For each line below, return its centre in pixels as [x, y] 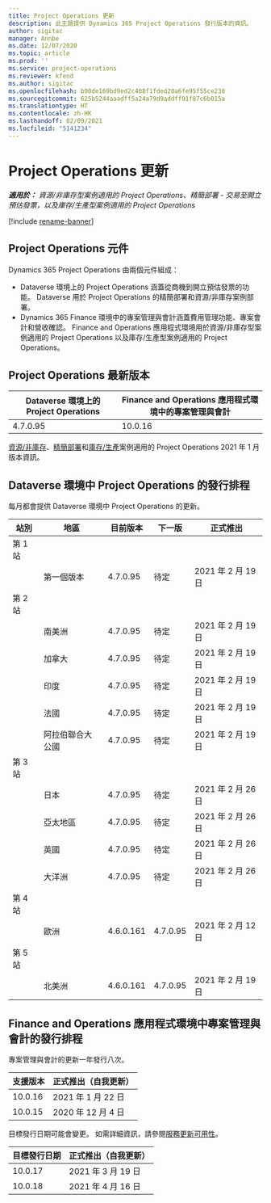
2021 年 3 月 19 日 [105, 1171]
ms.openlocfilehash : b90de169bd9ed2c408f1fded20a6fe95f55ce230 [117, 91]
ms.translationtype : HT [48, 106]
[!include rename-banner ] [51, 221]
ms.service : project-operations [63, 69]
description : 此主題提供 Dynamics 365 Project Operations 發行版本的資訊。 [130, 23]
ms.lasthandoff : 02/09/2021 [56, 121]
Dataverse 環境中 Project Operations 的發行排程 [129, 485]
